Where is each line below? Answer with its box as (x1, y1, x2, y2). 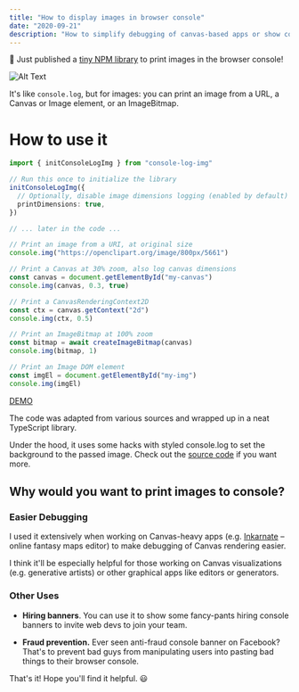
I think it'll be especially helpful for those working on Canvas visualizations (9, 558, 282, 569)
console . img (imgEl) (9, 379, 82, 388)
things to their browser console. (21, 655, 140, 666)
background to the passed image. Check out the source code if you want (9, 449, 278, 459)
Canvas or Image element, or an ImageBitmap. (9, 98, 180, 109)
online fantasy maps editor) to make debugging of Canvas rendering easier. (9, 540, 287, 551)
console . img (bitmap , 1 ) (9, 347, 98, 356)
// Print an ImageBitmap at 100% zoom (9, 330, 153, 339)
